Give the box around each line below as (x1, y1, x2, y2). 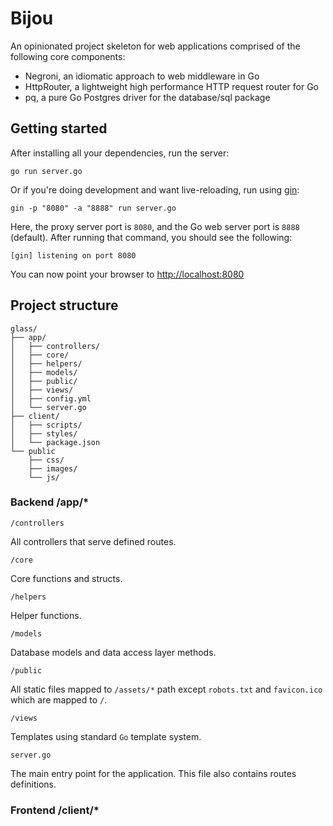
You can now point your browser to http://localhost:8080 (10, 268, 245, 280)
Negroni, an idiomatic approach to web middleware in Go (24, 70, 260, 82)
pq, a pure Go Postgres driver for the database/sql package (24, 91, 271, 103)
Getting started (10, 120, 108, 137)
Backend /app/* (10, 495, 90, 509)
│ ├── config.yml (10, 393, 92, 404)
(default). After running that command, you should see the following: (10, 231, 293, 243)
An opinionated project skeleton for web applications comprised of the (10, 40, 301, 52)
